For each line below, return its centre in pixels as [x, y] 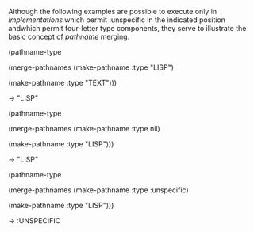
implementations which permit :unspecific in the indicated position [117, 20]
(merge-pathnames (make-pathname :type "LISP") [91, 67]
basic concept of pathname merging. [69, 36]
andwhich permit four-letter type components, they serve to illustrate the [127, 28]
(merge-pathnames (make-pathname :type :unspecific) [98, 190]
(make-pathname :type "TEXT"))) [63, 83]
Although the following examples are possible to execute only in [113, 11]
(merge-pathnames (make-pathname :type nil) [84, 129]
